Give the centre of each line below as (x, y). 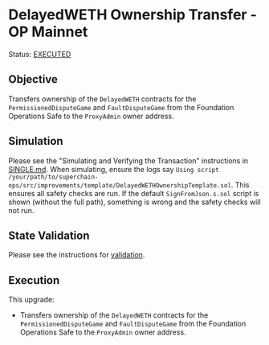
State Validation (49, 235)
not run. (21, 210)
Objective (33, 79)
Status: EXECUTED (40, 54)
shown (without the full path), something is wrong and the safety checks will (134, 202)
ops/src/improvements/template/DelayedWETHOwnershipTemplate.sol (120, 185)
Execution (34, 280)
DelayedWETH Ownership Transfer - (132, 15)
